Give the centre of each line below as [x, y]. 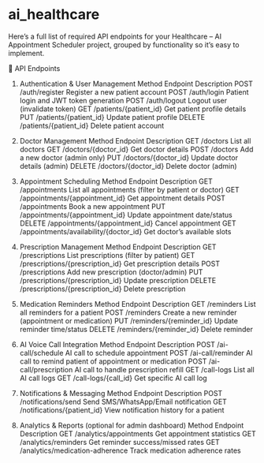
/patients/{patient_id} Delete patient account [92, 125]
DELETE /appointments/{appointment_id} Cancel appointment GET [128, 223]
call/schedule [41, 353]
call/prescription [46, 369]
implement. [26, 53]
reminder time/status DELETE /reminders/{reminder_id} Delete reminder [136, 329]
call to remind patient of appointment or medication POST [113, 361]
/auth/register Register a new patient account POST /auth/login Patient [134, 91]
